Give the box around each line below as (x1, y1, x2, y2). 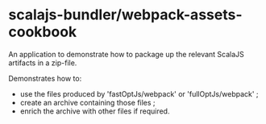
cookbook (8, 23, 77, 41)
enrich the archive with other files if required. (19, 106, 170, 116)
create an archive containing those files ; (19, 97, 156, 107)
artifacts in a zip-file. (8, 58, 77, 68)
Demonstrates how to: (8, 73, 82, 83)
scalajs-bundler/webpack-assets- (8, 6, 243, 24)
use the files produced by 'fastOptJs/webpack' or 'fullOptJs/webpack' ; (19, 89, 260, 98)
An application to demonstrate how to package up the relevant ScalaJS (8, 49, 244, 59)
